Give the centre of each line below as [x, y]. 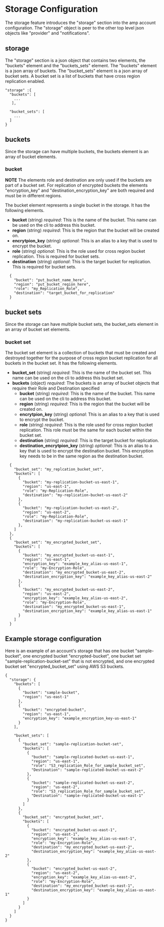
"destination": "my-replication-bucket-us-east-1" [75, 521]
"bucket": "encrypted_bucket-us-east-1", [74, 830]
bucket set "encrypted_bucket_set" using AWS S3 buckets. [65, 666]
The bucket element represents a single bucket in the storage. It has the [78, 205]
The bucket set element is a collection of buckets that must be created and [81, 352]
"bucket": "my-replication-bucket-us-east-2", [71, 508]
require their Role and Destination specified [56, 388]
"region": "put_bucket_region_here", [52, 284]
